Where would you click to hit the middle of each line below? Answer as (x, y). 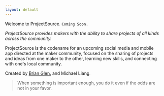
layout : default (22, 10)
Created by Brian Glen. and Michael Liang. (48, 73)
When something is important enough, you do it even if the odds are (86, 83)
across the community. (28, 38)
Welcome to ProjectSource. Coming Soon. (47, 24)
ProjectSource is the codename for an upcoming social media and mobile (80, 48)
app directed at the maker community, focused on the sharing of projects (79, 53)
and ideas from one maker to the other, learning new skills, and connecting (81, 58)
